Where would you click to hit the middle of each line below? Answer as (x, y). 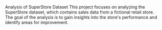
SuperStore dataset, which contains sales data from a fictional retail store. (80, 12)
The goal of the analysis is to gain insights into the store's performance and (81, 17)
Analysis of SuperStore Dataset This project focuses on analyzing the (75, 7)
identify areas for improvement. (37, 22)
